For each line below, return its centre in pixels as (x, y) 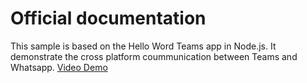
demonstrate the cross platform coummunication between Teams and (154, 56)
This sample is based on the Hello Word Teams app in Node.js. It (143, 46)
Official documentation (108, 18)
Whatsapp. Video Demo (59, 67)
